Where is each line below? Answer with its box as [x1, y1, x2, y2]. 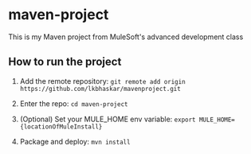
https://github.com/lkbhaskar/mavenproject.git [19, 85, 181, 93]
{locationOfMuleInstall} [19, 122, 103, 131]
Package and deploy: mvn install [19, 136, 131, 146]
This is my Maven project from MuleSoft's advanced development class [8, 32, 244, 41]
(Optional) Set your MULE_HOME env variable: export [19, 114, 197, 124]
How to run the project [8, 55, 122, 69]
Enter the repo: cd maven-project [19, 98, 128, 109]
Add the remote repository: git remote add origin [19, 76, 186, 85]
